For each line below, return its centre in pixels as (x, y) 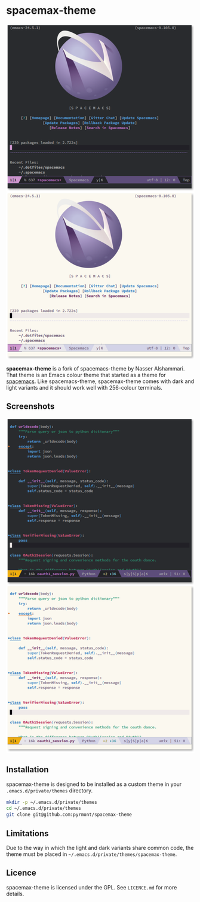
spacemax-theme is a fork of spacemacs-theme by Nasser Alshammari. (96, 368)
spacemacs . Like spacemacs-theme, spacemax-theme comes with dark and (100, 381)
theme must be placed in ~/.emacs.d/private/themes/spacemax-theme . (92, 854)
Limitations (27, 833)
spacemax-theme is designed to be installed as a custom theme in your (94, 784)
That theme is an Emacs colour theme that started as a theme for (86, 375)
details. (15, 894)
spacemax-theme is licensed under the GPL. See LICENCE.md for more (92, 887)
